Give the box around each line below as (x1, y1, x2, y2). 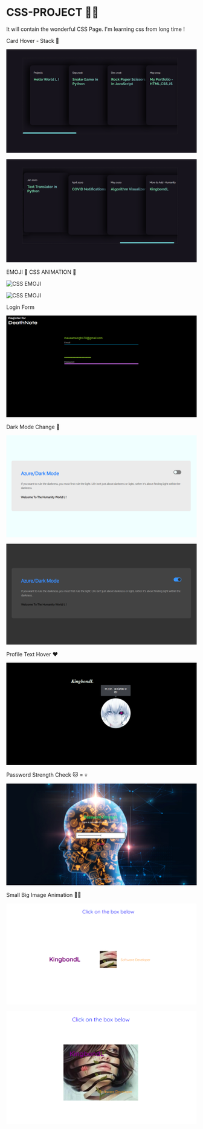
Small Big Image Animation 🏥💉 (6, 891, 82, 898)
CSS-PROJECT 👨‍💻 (6, 5, 99, 19)
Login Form (6, 303, 35, 311)
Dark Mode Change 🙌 (6, 423, 60, 431)
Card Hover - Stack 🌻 (6, 37, 59, 44)
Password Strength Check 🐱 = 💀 (6, 771, 88, 778)
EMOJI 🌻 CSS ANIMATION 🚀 (6, 268, 77, 276)
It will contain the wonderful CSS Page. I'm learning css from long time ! (6, 25, 185, 33)
